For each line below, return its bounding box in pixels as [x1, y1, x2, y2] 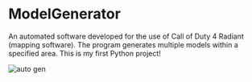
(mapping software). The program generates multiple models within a [8, 39, 239, 49]
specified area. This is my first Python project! [8, 48, 161, 58]
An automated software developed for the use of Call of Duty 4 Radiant [8, 31, 244, 41]
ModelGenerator [8, 5, 121, 23]
